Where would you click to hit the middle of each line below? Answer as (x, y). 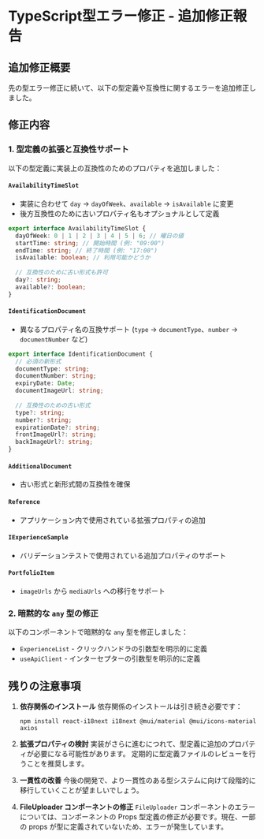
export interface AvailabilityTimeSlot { (77, 228)
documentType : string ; (52, 369)
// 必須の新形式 (38, 361)
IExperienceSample (38, 538)
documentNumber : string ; (56, 376)
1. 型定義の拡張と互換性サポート (69, 149)
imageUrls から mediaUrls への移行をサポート (92, 591)
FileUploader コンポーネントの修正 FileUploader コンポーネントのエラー (138, 807)
